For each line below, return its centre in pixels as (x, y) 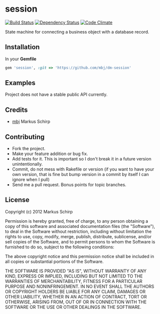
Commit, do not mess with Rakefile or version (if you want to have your (83, 169)
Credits (17, 110)
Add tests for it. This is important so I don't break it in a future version (82, 159)
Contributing (25, 137)
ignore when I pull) (31, 180)
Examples (20, 83)
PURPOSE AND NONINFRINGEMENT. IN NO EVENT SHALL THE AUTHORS (80, 286)
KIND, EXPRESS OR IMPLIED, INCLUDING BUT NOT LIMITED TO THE (74, 276)
